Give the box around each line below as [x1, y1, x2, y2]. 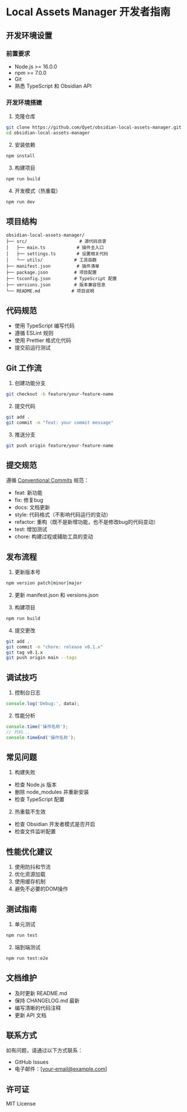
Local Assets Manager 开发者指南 [6, 5, 171, 19]
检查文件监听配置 [14, 828, 56, 835]
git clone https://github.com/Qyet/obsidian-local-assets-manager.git [6, 125, 182, 130]
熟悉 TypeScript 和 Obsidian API [14, 82, 92, 89]
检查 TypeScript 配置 [14, 796, 65, 803]
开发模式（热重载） [14, 187, 61, 194]
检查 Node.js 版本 [14, 781, 57, 788]
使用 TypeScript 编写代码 [14, 322, 75, 329]
